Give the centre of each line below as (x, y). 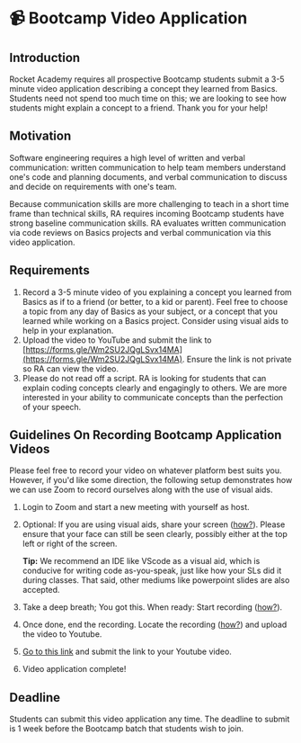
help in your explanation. (68, 330)
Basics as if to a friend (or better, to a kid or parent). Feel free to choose (155, 301)
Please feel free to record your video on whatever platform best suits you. (146, 470)
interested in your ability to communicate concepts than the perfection (153, 397)
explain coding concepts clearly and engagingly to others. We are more (155, 388)
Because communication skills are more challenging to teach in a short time (149, 203)
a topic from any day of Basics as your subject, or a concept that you (150, 311)
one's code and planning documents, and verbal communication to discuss (148, 176)
